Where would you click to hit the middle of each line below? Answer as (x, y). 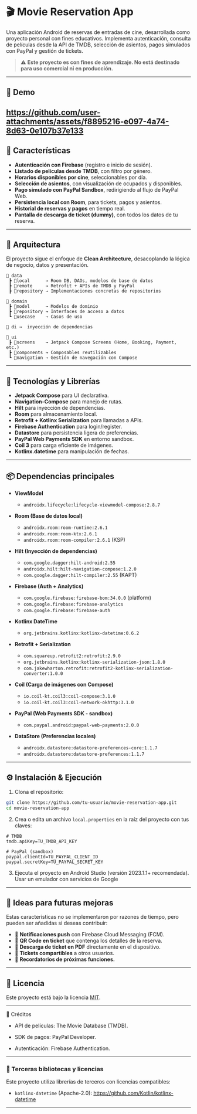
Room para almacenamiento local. (56, 414)
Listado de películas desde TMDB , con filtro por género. (83, 171)
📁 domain (17, 301)
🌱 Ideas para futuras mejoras (60, 903)
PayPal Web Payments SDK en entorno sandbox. (74, 439)
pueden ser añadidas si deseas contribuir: (57, 923)
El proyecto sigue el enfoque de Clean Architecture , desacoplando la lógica (98, 259)
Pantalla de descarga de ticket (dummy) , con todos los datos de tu (96, 215)
